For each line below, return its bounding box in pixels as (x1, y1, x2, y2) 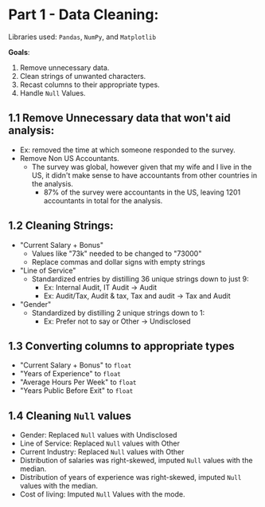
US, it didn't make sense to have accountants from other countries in (31, 170, 257, 180)
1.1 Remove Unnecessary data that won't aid (8, 112, 231, 125)
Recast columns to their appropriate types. (19, 80, 161, 89)
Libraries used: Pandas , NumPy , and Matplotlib (8, 32, 157, 41)
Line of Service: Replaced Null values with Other (19, 438, 181, 448)
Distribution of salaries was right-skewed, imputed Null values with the (19, 456, 253, 466)
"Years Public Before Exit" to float (19, 386, 134, 395)
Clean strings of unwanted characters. (19, 71, 146, 81)
